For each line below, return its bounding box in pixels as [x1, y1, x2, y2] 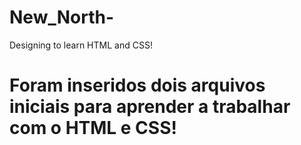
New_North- [9, 6, 115, 29]
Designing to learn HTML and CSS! [9, 39, 153, 51]
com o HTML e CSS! [9, 117, 177, 140]
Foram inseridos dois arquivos [9, 74, 266, 97]
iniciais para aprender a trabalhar [9, 96, 291, 118]
